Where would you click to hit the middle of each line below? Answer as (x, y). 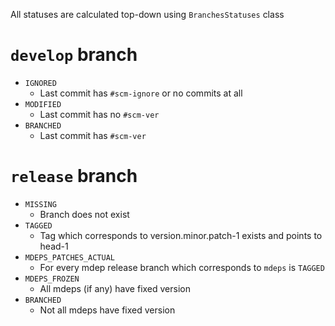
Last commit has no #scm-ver (99, 114)
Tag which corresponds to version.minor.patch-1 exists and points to (181, 235)
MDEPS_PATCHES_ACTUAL (69, 257)
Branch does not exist (84, 214)
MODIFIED (43, 104)
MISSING (40, 204)
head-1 (54, 246)
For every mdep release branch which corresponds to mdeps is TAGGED (182, 267)
